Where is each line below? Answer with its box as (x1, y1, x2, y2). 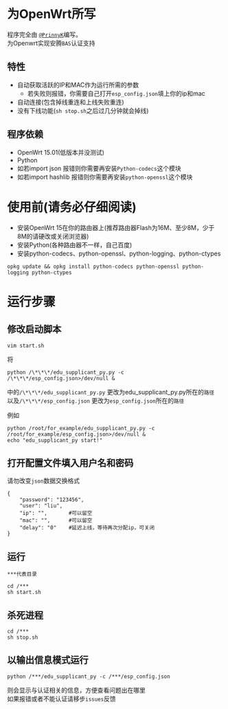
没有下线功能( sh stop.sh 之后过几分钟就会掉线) (16, 106, 149, 114)
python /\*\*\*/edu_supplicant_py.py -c (7, 369, 125, 376)
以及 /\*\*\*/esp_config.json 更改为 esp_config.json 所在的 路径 (7, 396, 184, 405)
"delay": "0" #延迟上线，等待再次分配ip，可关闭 (19, 525, 155, 531)
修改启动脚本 (7, 324, 62, 335)
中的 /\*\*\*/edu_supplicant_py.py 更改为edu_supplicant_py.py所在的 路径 (7, 388, 215, 396)
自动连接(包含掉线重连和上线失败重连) (16, 98, 125, 106)
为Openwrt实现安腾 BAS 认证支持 (7, 39, 95, 47)
